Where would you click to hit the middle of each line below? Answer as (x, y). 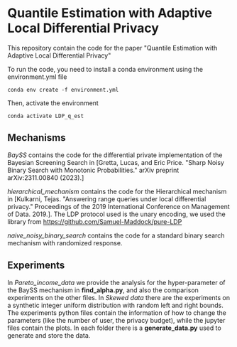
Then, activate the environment (53, 103)
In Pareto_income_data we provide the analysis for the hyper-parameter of (116, 282)
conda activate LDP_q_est (45, 116)
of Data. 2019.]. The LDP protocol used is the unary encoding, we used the (116, 214)
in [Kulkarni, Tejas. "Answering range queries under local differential (107, 199)
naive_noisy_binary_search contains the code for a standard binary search (116, 235)
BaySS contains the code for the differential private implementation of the (115, 155)
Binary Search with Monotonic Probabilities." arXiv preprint (93, 170)
